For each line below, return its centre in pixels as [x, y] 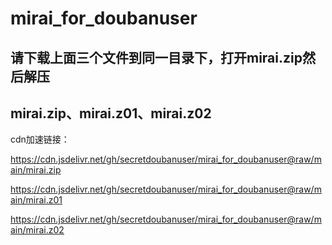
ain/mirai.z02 [37, 230]
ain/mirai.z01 [36, 200]
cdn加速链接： [40, 139]
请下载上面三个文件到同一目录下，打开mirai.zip [156, 57]
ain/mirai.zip [36, 170]
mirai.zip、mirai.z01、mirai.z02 [111, 113]
